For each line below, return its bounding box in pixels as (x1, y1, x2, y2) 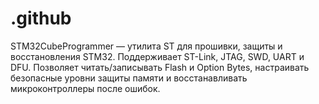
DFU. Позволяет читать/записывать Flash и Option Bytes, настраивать (10, 61, 310, 73)
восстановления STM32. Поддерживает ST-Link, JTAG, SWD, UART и (10, 50, 305, 62)
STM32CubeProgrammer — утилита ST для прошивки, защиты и (10, 40, 283, 52)
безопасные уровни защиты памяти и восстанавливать (10, 72, 248, 84)
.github (10, 7, 72, 30)
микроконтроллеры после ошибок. (10, 82, 161, 94)
